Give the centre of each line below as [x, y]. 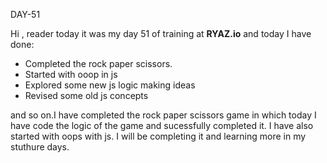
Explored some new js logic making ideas [110, 85]
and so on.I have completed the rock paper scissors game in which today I [163, 115]
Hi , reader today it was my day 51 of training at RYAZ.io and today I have [161, 33]
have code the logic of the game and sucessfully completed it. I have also [162, 125]
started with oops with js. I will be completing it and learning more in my [158, 136]
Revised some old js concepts [86, 95]
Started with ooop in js [71, 74]
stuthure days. [40, 147]
